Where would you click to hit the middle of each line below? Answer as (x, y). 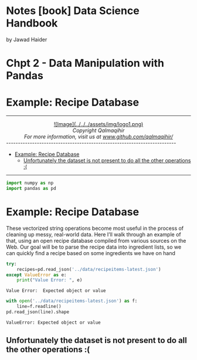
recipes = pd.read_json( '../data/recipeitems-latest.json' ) (89, 269)
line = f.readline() (39, 307)
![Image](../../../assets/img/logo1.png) (98, 124)
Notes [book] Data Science (73, 11)
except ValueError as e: (36, 275)
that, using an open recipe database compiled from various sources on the (96, 240)
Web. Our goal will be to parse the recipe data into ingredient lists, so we (94, 247)
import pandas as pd (31, 188)
